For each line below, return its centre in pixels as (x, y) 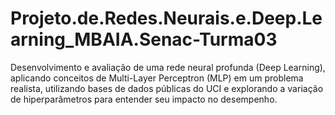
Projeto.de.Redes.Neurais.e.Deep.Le (166, 18)
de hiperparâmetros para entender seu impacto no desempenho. (144, 99)
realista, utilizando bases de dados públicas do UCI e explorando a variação (167, 88)
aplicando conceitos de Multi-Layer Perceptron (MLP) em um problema (157, 78)
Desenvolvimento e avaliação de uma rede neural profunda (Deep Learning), (168, 67)
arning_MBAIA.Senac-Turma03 (144, 39)
